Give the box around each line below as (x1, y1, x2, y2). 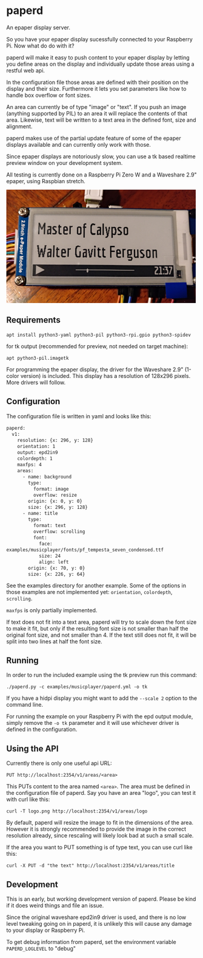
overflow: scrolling (33, 528, 85, 534)
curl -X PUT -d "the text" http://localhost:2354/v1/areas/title (6, 862, 175, 869)
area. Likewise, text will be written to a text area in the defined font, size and (6, 116, 196, 124)
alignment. (6, 122, 33, 130)
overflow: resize (33, 492, 78, 498)
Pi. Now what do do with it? (6, 42, 75, 49)
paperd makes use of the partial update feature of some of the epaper (6, 135, 181, 142)
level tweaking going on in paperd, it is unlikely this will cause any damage (6, 920, 192, 927)
